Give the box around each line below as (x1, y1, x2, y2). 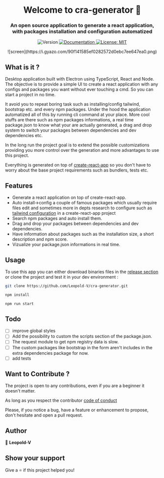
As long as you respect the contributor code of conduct (5, 397, 117, 403)
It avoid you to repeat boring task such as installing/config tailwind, (5, 101, 141, 107)
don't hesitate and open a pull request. (5, 412, 83, 418)
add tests (12, 355, 31, 361)
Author (5, 426, 27, 435)
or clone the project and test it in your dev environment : (5, 274, 118, 280)
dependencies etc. (5, 133, 43, 139)
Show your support (5, 454, 65, 462)
